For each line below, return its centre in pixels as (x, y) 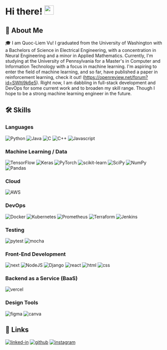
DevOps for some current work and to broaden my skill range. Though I (80, 88)
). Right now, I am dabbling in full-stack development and (96, 83)
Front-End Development (36, 254)
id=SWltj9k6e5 (21, 83)
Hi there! (24, 11)
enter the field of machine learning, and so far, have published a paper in (81, 72)
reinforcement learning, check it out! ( (45, 77)
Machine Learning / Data (36, 151)
